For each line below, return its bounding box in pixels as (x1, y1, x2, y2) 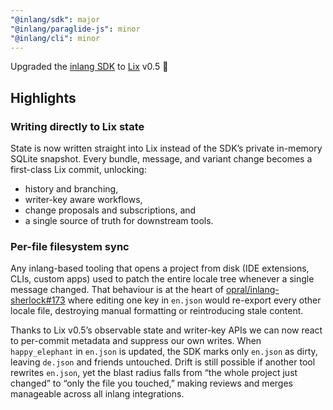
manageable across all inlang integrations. (10, 388, 185, 400)
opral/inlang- (225, 284, 280, 296)
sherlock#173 (10, 294, 66, 306)
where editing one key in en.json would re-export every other (67, 294, 322, 306)
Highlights (10, 89, 77, 106)
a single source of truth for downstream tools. (24, 215, 214, 227)
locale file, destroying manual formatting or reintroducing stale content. (10, 305, 304, 317)
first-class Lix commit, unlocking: (10, 164, 147, 176)
